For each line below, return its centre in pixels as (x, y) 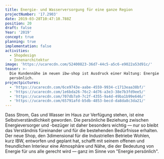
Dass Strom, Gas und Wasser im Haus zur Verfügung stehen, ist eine (75, 115)
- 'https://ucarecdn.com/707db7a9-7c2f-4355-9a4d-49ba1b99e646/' (78, 96)
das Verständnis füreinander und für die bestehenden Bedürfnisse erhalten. (82, 131)
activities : (17, 51)
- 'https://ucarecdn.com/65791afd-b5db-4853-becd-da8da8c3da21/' (78, 101)
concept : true (20, 37)
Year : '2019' (18, 32)
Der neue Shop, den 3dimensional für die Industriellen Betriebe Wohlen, (78, 136)
